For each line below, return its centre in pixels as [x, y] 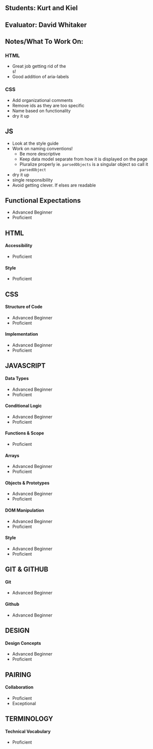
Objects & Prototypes [27, 483]
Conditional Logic [24, 406]
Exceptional [24, 703]
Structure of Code [24, 307]
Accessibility [19, 246]
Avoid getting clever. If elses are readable [54, 185]
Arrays [12, 455]
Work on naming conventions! [42, 148]
